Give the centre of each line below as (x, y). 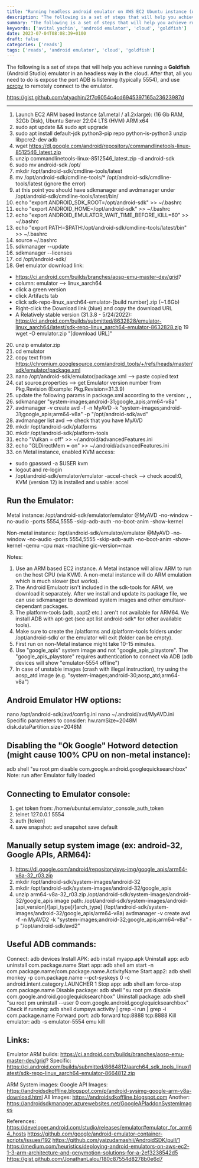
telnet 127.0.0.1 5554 (40, 814)
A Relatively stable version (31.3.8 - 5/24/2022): (74, 314)
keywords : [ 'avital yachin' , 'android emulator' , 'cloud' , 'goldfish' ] (97, 28)
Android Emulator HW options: (64, 700)
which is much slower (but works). (57, 581)
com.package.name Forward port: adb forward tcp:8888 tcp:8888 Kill (92, 1015)
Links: (18, 1040)
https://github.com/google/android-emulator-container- (95, 1134)
